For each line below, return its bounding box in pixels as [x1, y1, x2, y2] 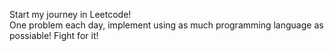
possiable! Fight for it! [9, 30, 99, 41]
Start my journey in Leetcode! [9, 9, 132, 20]
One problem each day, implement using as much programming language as [9, 19, 324, 31]
